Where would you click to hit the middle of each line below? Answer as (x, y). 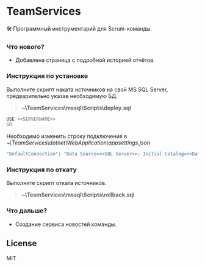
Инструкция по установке (47, 76)
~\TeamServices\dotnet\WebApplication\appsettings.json (78, 143)
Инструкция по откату (42, 170)
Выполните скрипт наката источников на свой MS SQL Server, (87, 89)
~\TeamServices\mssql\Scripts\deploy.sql (76, 108)
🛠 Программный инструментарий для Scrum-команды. (79, 28)
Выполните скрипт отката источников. (56, 183)
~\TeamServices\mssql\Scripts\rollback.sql (78, 195)
